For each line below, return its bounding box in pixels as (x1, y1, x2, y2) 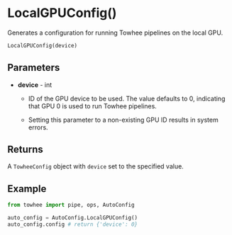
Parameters (7, 62, 60, 74)
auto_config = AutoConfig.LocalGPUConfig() (7, 214, 138, 222)
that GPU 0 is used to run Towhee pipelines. (28, 101, 158, 110)
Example (7, 183, 47, 195)
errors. (28, 122, 48, 132)
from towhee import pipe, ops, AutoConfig (7, 202, 135, 209)
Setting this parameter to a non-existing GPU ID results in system (28, 115, 219, 124)
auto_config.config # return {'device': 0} (7, 221, 138, 228)
